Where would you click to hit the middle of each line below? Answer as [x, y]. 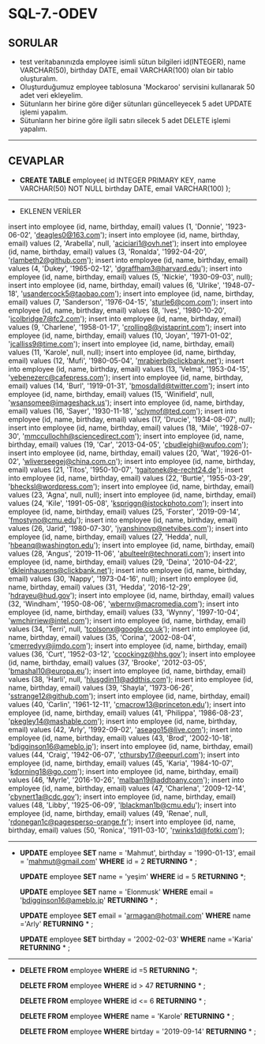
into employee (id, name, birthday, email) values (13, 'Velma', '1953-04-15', [129, 369]
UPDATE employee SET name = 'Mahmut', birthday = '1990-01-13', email [138, 852]
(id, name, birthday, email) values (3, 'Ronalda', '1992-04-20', [108, 251]
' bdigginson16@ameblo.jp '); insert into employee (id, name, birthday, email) [131, 746]
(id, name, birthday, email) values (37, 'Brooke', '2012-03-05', [108, 662]
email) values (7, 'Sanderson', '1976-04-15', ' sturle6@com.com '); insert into [131, 301]
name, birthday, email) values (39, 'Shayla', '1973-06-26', [101, 687]
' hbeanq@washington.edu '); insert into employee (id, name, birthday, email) [131, 544]
